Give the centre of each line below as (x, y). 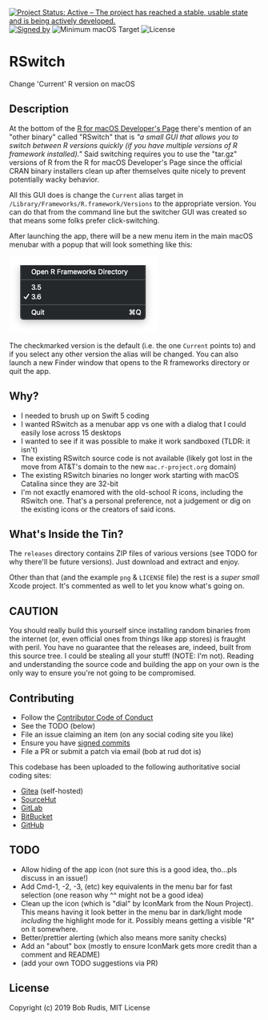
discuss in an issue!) (54, 877)
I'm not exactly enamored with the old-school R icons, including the (132, 492)
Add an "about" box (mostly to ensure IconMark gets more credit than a (139, 946)
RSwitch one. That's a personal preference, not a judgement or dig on (136, 500)
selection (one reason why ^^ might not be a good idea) (112, 895)
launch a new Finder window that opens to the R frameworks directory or (130, 362)
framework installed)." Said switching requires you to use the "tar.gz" (123, 154)
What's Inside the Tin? (66, 534)
